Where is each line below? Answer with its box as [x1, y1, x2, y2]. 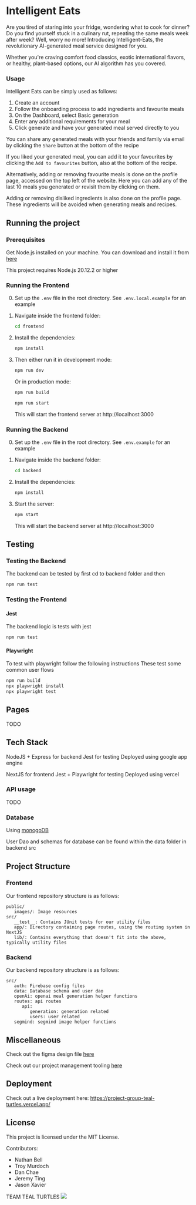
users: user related [29, 1014, 80, 1020]
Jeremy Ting [14, 1174, 46, 1182]
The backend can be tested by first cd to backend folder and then [6, 570, 165, 577]
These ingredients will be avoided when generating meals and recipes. [6, 201, 177, 208]
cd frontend [14, 324, 44, 329]
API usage [6, 785, 36, 793]
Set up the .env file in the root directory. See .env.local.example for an [14, 295, 187, 302]
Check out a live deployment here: [6, 1094, 89, 1102]
